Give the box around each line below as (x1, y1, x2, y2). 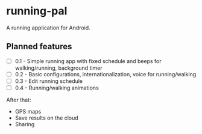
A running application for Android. (6, 24, 90, 31)
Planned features (6, 41, 72, 52)
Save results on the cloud (14, 114, 78, 121)
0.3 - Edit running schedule (14, 77, 83, 85)
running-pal (6, 4, 68, 18)
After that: (6, 96, 31, 103)
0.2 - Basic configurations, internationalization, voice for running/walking (14, 70, 197, 78)
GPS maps (14, 108, 42, 115)
